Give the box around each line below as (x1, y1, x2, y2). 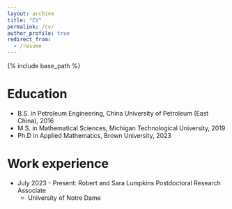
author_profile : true (7, 29, 70, 37)
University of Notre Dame (27, 193, 101, 202)
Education (7, 86, 68, 102)
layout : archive (7, 10, 54, 17)
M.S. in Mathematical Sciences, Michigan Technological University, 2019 (17, 123, 226, 132)
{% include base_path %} (7, 62, 81, 70)
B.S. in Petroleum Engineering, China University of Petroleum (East (17, 109, 209, 117)
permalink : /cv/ (7, 23, 54, 30)
